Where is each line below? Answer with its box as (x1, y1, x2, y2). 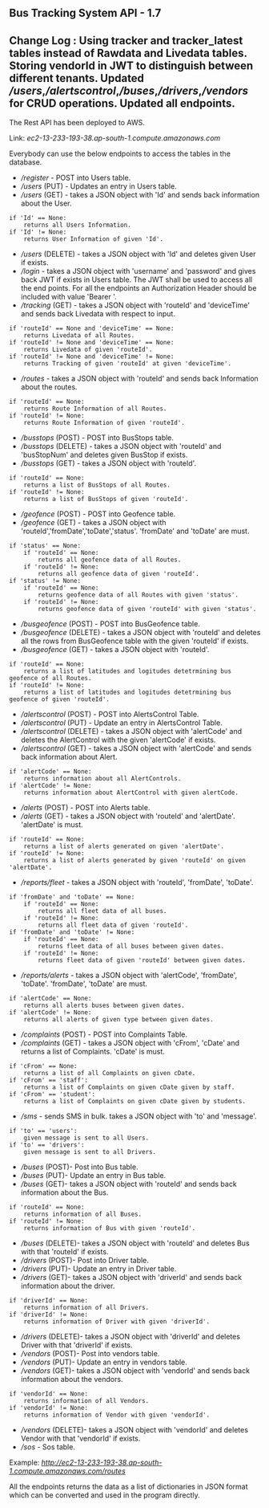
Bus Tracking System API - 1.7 (9, 6, 162, 20)
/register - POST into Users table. (20, 173, 131, 183)
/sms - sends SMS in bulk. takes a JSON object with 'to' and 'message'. (20, 1111, 257, 1121)
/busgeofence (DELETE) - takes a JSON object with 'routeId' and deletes (20, 628, 261, 638)
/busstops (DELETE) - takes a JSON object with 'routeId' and (20, 442, 222, 451)
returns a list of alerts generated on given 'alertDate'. (23, 842, 225, 850)
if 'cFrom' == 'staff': (9, 1076, 89, 1085)
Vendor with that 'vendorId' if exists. (20, 1433, 141, 1444)
